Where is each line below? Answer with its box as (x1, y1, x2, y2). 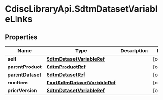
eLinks (5, 14, 33, 25)
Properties (5, 33, 38, 41)
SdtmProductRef (46, 64, 86, 70)
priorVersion (7, 87, 37, 94)
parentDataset (7, 71, 42, 78)
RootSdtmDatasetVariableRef (46, 79, 116, 86)
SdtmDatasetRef (46, 71, 86, 78)
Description (120, 48, 148, 54)
